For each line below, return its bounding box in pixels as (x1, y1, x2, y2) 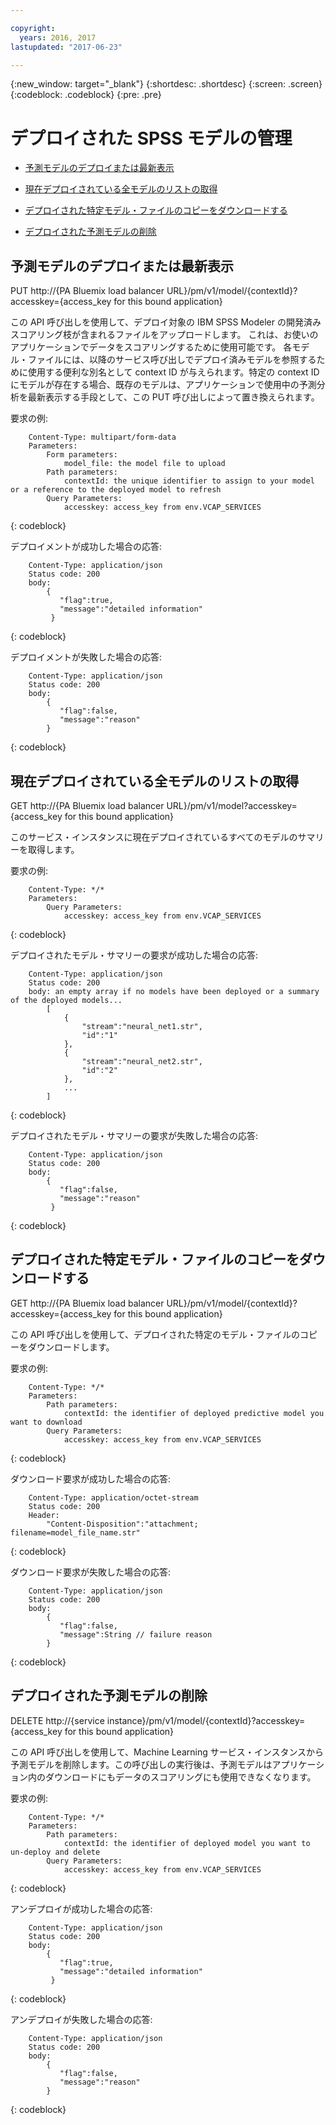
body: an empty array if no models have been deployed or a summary (28, 986, 320, 996)
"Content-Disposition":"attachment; (46, 1519, 199, 1529)
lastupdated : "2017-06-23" (10, 42, 123, 52)
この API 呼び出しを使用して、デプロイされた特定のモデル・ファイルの (10, 1328, 301, 1340)
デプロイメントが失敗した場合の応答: (10, 651, 163, 663)
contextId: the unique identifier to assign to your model (63, 476, 315, 486)
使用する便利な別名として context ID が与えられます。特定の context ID (27, 366, 320, 378)
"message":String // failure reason (59, 1629, 213, 1640)
